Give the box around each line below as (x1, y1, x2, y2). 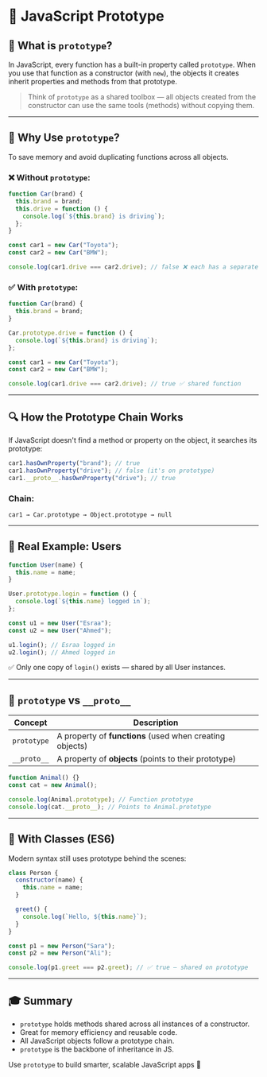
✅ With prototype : (8, 281, 79, 292)
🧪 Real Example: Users (8, 540, 122, 553)
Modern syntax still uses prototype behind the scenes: (8, 854, 187, 863)
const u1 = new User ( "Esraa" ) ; (8, 619, 112, 627)
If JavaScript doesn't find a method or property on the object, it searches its (8, 435, 257, 444)
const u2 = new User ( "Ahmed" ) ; (8, 626, 112, 634)
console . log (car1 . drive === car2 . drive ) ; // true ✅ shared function (8, 380, 242, 388)
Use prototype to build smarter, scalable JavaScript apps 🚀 (8, 1060, 201, 1070)
